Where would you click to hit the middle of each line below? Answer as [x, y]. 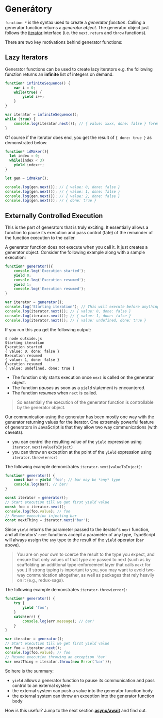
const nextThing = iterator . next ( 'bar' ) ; [48, 520]
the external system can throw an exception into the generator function [83, 696]
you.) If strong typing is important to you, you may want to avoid [81, 570]
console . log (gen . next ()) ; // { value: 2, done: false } [63, 196]
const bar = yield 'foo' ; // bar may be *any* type [67, 480]
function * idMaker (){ [27, 152]
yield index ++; [29, 165]
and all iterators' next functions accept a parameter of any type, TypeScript [80, 535]
